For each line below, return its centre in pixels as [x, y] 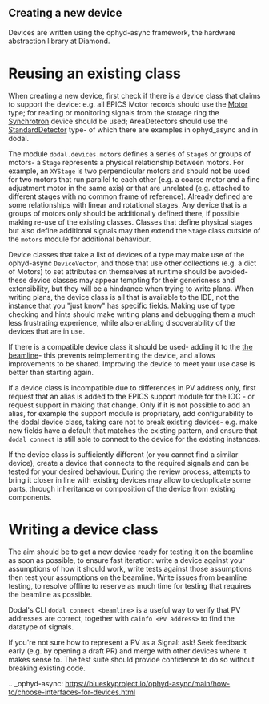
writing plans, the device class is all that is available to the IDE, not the [124, 297]
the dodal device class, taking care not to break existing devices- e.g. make [133, 422]
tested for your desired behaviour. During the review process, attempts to [129, 471]
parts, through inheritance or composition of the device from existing [122, 488]
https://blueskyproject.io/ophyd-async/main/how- [148, 683]
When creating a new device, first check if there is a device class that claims [134, 95]
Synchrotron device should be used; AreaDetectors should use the [118, 121]
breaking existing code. [47, 668]
